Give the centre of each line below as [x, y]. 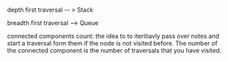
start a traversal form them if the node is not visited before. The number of [112, 43]
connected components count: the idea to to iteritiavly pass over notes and [113, 36]
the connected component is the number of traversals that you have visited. [114, 50]
